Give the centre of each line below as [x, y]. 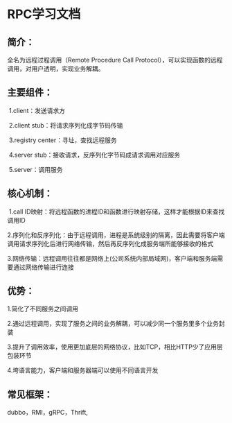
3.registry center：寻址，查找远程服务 [63, 140]
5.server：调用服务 [36, 169]
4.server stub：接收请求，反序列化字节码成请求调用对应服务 [95, 155]
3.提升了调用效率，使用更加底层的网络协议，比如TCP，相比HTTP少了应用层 [115, 347]
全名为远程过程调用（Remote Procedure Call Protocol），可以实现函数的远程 [115, 60]
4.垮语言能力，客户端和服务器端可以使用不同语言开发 [83, 370]
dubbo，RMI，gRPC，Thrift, [47, 413]
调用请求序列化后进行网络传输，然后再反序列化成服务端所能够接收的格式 [110, 243]
